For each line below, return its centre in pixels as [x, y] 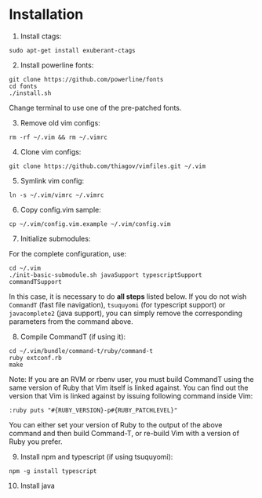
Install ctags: [41, 36]
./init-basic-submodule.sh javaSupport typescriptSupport [106, 275]
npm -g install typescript [53, 471]
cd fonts [23, 86]
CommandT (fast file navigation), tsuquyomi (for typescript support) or [117, 304]
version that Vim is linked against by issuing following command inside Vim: [131, 396]
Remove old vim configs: [60, 122]
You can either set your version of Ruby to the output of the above [116, 424]
